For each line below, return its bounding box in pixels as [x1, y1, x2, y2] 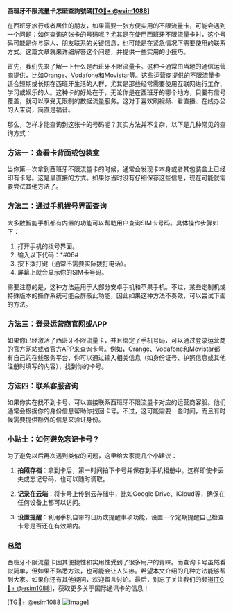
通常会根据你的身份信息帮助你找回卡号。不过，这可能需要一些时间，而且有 [7, 407, 220, 415]
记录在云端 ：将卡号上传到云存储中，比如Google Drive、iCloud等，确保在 [17, 490, 225, 498]
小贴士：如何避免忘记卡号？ [7, 435, 100, 444]
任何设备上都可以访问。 [17, 499, 85, 507]
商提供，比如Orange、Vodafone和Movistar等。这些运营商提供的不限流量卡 [7, 71, 221, 79]
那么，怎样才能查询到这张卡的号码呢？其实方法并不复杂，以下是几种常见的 [7, 121, 220, 128]
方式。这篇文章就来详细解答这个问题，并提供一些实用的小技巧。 [7, 48, 189, 55]
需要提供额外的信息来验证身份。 [12, 415, 105, 424]
